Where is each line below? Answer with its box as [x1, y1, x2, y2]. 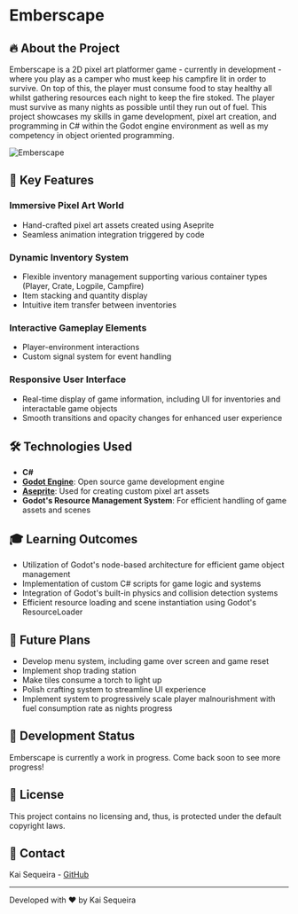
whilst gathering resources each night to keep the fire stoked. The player [9, 92, 275, 103]
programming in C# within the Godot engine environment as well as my [9, 121, 269, 131]
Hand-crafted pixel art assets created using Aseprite [21, 219, 215, 230]
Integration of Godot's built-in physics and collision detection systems [21, 588, 278, 598]
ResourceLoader [21, 606, 83, 617]
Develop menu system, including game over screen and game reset [21, 656, 269, 667]
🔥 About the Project [9, 41, 120, 56]
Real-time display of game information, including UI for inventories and [21, 394, 281, 404]
